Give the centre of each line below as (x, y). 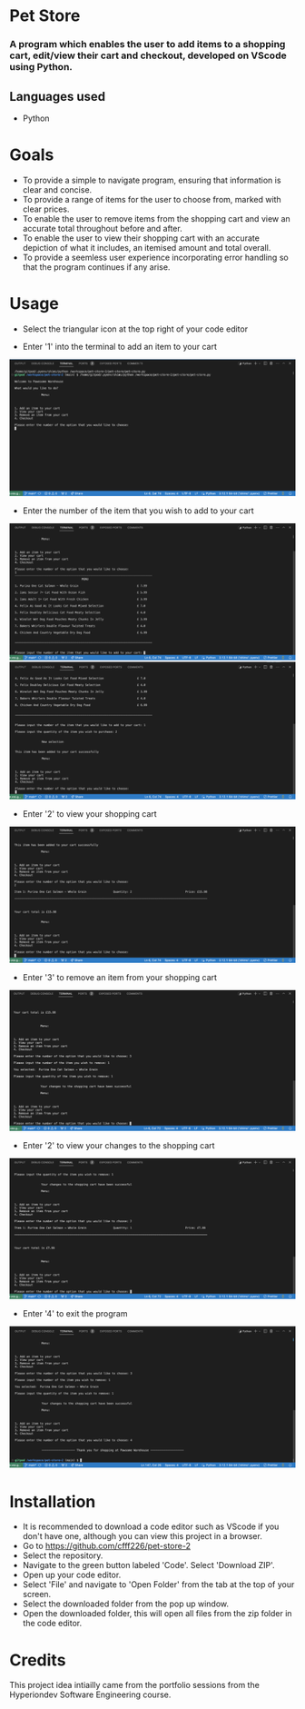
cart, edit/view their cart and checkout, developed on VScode (148, 55)
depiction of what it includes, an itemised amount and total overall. (147, 247)
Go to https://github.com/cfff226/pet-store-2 (106, 1546)
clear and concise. (57, 189)
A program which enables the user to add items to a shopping (148, 45)
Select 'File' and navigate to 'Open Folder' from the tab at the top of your (158, 1585)
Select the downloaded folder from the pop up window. (126, 1604)
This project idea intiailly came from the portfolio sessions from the (135, 1685)
